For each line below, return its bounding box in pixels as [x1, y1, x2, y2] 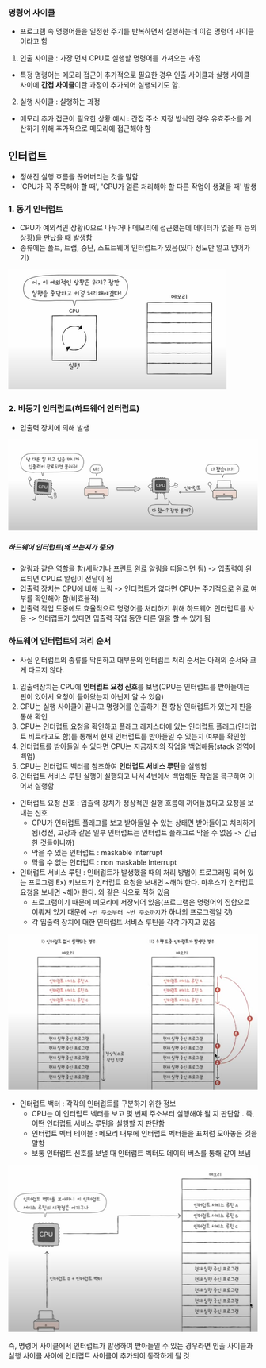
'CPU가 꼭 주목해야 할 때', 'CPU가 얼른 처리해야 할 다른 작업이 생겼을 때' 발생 [19, 182, 257, 191]
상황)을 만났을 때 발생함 [19, 233, 93, 243]
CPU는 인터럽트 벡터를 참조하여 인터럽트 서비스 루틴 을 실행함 [19, 761, 207, 771]
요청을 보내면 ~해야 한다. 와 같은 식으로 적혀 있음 [19, 887, 170, 896]
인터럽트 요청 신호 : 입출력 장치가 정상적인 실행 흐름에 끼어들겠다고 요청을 [19, 798, 246, 807]
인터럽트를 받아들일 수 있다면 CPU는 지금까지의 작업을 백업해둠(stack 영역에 [19, 741, 256, 751]
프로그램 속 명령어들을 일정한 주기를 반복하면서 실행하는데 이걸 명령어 [19, 26, 234, 37]
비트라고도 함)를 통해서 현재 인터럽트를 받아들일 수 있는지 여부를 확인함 [28, 731, 247, 741]
